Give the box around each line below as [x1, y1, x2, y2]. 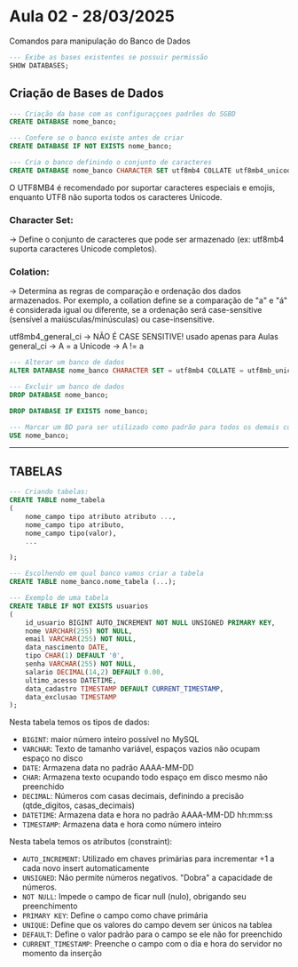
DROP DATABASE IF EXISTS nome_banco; [9, 406, 149, 415]
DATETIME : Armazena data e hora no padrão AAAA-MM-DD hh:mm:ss [21, 810, 273, 820]
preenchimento [21, 900, 78, 912]
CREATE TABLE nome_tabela [9, 496, 105, 505]
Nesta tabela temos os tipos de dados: [9, 717, 151, 728]
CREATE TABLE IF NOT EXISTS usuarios [9, 602, 149, 611]
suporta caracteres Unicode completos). [9, 244, 158, 254]
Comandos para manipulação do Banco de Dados [9, 36, 191, 46]
